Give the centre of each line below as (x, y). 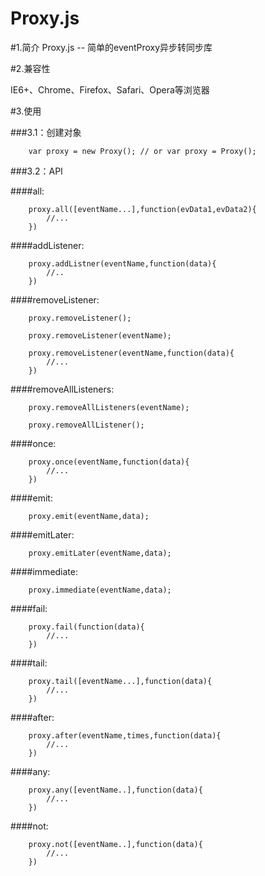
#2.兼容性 (30, 68)
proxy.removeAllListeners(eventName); (109, 407)
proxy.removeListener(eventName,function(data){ (131, 353)
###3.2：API (36, 171)
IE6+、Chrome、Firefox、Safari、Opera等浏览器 (110, 89)
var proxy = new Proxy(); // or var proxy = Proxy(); (142, 151)
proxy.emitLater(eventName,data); (100, 553)
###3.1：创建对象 (46, 132)
